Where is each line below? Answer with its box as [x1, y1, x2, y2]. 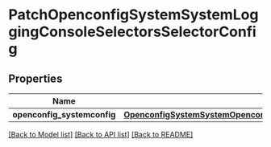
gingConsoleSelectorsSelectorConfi [8, 22, 256, 41]
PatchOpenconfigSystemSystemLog [8, 6, 259, 24]
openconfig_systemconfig [12, 109, 116, 120]
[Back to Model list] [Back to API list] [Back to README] [8, 130, 194, 139]
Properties [8, 71, 63, 85]
